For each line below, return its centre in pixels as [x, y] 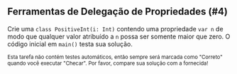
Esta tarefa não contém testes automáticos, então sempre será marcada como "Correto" [115, 57]
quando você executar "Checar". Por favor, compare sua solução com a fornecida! [108, 63]
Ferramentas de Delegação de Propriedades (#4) [118, 12]
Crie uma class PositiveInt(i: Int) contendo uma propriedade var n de [115, 28]
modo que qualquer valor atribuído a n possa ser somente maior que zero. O [119, 36]
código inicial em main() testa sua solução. [70, 44]
